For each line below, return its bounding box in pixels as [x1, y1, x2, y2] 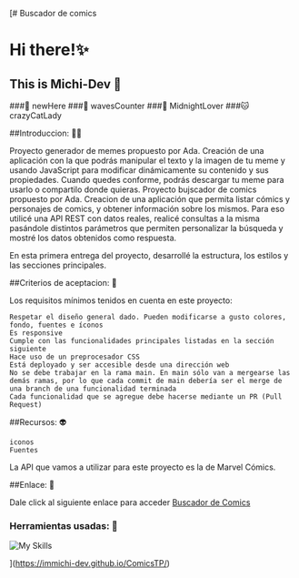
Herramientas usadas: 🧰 [9, 519, 118, 532]
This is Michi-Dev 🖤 [9, 76, 122, 92]
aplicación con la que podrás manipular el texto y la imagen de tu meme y [9, 155, 286, 166]
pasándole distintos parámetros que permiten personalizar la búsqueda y [9, 223, 284, 233]
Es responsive [9, 329, 64, 338]
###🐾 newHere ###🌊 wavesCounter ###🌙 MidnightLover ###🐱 [9, 100, 250, 111]
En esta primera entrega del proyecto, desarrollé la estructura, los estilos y [9, 250, 289, 260]
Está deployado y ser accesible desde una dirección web [9, 360, 230, 370]
